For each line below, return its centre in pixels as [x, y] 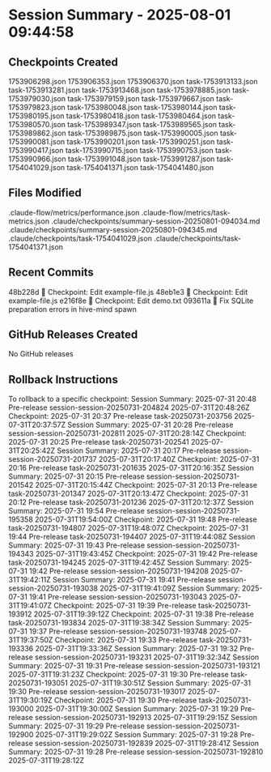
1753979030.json [37, 98]
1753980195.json [36, 116]
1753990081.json [37, 142]
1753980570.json [37, 124]
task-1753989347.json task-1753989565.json [142, 124]
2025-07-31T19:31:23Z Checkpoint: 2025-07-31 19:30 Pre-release [119, 675]
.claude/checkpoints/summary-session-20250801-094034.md [156, 221]
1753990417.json [36, 150]
